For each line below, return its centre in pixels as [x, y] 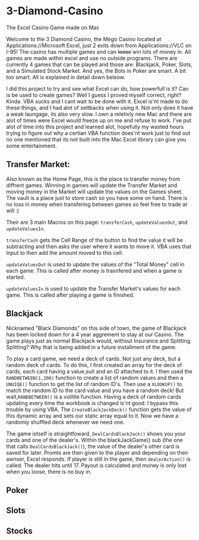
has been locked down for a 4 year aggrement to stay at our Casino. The [95, 334]
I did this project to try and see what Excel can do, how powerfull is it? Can [97, 88]
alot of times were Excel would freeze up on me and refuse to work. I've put [99, 120]
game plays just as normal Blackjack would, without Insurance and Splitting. [99, 341]
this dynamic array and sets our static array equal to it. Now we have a [92, 415]
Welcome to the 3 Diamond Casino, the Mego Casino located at [84, 39]
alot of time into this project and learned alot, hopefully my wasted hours [95, 126]
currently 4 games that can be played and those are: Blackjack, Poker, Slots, [99, 64]
